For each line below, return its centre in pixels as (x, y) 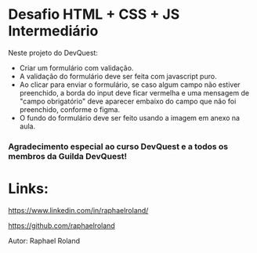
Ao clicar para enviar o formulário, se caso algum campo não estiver (130, 85)
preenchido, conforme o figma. (69, 109)
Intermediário (53, 31)
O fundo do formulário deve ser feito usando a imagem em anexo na (130, 117)
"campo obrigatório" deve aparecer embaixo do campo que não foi (128, 101)
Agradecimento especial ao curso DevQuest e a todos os (118, 146)
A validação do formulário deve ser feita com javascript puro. (118, 76)
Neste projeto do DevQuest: (53, 52)
